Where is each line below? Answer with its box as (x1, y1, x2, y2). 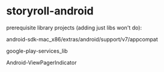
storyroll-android (6, 4, 94, 18)
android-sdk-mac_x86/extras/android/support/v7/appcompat (6, 35, 158, 43)
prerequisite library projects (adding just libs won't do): (6, 24, 142, 31)
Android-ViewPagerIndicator (6, 59, 77, 66)
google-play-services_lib (6, 47, 68, 55)
